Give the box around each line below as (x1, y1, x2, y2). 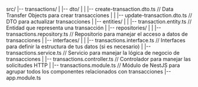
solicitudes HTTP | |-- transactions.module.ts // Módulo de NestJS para (6, 62, 180, 69)
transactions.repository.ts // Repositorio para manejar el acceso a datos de (6, 31, 188, 38)
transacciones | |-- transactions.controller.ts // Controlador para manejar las (6, 56, 191, 62)
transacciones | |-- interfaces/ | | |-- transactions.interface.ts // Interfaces (6, 37, 186, 43)
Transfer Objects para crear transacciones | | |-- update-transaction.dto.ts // (6, 12, 192, 19)
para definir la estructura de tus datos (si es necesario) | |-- (6, 43, 151, 50)
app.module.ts (6, 74, 41, 81)
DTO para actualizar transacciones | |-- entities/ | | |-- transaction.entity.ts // (6, 18, 192, 25)
